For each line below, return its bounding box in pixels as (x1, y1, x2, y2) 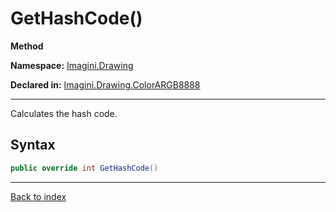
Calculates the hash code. (10, 107, 118, 119)
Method (10, 40, 44, 52)
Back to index (10, 190, 67, 202)
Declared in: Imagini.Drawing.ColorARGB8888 (10, 78, 201, 91)
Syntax (10, 137, 56, 154)
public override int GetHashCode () (10, 163, 159, 173)
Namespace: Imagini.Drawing (10, 59, 134, 71)
